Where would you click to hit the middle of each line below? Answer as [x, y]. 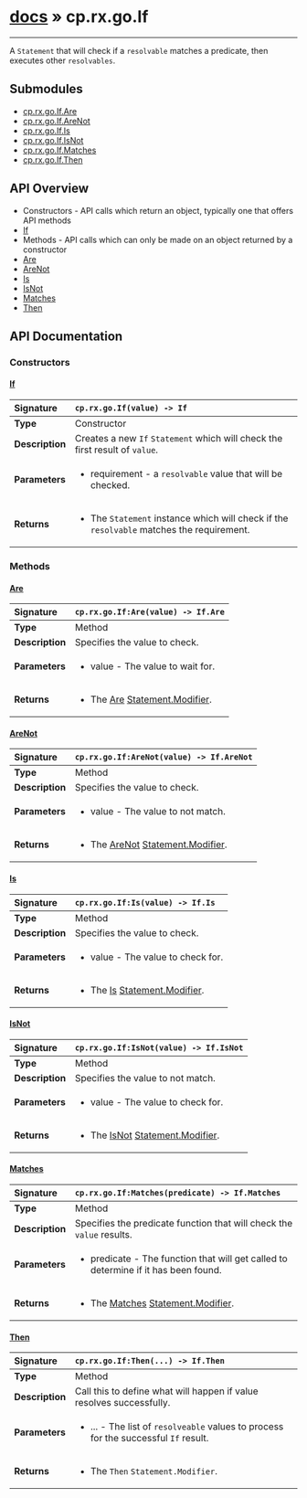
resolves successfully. [122, 1403]
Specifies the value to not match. [145, 1078]
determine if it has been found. [156, 1270]
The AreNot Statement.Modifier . [159, 845]
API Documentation [66, 336]
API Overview [49, 189]
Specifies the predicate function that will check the [184, 1224]
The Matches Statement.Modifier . [162, 1303]
